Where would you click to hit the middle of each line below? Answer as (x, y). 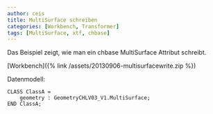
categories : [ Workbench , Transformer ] (63, 26)
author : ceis (26, 13)
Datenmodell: (26, 79)
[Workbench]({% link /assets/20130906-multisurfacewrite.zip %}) (102, 66)
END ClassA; (24, 104)
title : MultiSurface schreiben (52, 20)
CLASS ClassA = (29, 92)
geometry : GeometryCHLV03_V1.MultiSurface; (85, 98)
